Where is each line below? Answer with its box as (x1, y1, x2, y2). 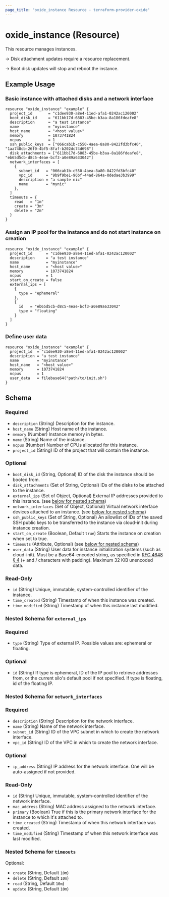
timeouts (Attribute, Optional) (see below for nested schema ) (12, 541, 139, 547)
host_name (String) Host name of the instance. (12, 426, 107, 432)
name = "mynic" (18, 182, 67, 187)
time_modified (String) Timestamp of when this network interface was (12, 830, 158, 836)
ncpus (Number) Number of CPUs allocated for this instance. (12, 442, 138, 448)
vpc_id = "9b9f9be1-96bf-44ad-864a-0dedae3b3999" (18, 173, 137, 178)
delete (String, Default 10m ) (12, 875, 69, 881)
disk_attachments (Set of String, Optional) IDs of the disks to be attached (12, 482, 164, 488)
